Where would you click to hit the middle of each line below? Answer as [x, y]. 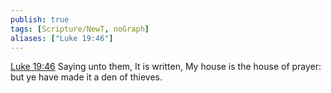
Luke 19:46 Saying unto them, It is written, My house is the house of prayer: [166, 67]
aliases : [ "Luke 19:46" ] [62, 38]
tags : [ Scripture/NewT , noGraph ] [80, 29]
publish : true [40, 19]
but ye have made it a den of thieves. [86, 77]
